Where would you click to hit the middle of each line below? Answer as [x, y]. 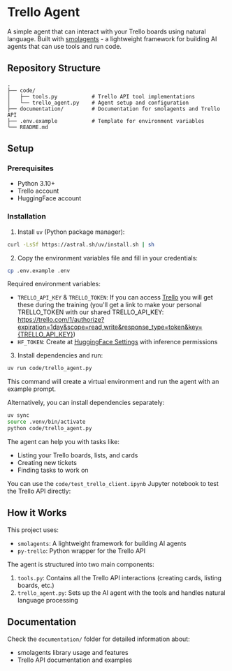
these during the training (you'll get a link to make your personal [109, 305]
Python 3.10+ [36, 184]
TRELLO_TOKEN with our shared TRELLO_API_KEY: [90, 312]
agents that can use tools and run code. [65, 46]
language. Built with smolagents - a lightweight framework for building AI [112, 38]
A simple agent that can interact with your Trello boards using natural [107, 31]
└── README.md [28, 127]
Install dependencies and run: [60, 355]
